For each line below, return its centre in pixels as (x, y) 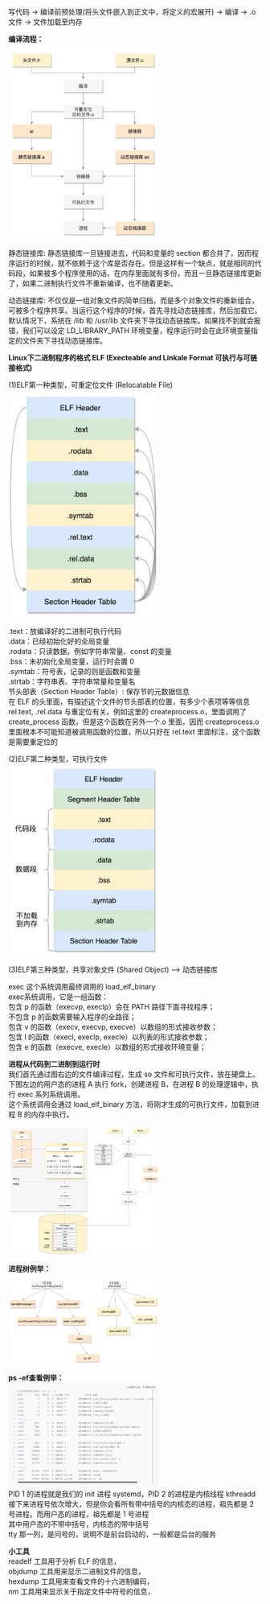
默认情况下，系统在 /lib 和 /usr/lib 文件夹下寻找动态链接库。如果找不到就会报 (135, 320)
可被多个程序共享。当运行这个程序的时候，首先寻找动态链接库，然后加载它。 (135, 310)
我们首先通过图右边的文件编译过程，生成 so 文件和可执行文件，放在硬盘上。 (134, 1074)
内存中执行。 (52, 1114)
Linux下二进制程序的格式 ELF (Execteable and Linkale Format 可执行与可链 (133, 357)
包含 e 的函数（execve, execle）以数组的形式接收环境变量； (107, 1047)
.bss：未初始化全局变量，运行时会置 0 (72, 661)
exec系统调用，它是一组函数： (59, 997)
